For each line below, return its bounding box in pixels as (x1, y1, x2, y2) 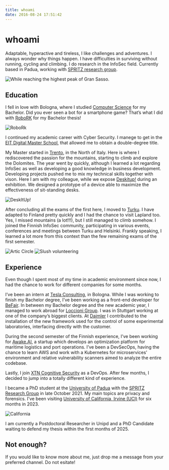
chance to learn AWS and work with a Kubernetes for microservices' (5, 350, 148, 356)
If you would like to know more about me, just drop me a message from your (5, 454, 164, 460)
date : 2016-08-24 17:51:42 (5, 12, 62, 17)
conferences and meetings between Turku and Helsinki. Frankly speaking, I (5, 228, 162, 234)
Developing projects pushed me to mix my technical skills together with (5, 171, 154, 177)
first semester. (5, 239, 35, 245)
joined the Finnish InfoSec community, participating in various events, (5, 223, 150, 229)
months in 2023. (5, 401, 39, 407)
